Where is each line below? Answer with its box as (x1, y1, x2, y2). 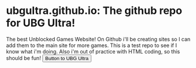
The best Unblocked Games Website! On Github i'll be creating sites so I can (6, 35, 191, 42)
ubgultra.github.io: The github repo (6, 4, 183, 17)
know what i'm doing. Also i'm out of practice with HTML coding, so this (6, 48, 180, 55)
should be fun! (6, 54, 41, 62)
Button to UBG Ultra (45, 55, 89, 62)
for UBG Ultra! (6, 16, 75, 30)
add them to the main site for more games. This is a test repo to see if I (6, 42, 177, 49)
